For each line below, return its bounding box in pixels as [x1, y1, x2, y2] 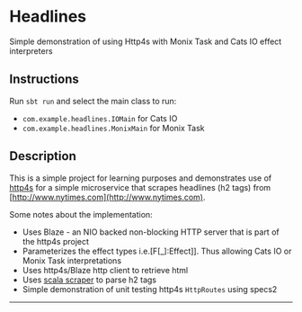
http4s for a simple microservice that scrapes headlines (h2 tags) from [9, 182, 271, 192]
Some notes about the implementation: [9, 209, 153, 219]
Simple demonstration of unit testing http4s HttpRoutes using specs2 [22, 283, 278, 294]
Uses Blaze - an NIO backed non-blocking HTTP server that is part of [22, 227, 280, 237]
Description [9, 148, 76, 164]
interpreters [9, 45, 53, 56]
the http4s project [22, 236, 90, 246]
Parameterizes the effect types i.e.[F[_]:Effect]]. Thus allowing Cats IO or [22, 245, 292, 256]
